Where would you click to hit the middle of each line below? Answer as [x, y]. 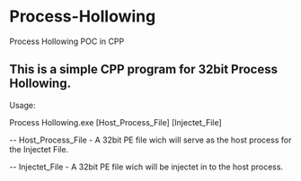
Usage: [22, 105]
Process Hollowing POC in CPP [67, 41]
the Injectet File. [39, 149]
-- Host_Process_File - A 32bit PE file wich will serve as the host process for [150, 140]
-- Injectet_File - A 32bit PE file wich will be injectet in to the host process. [146, 167]
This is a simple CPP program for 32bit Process [144, 69]
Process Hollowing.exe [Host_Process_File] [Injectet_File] [115, 122]
